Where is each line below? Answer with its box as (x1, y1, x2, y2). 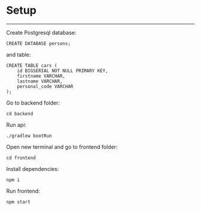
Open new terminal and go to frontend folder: (6, 143, 118, 150)
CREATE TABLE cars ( (6, 62, 58, 69)
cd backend (6, 111, 33, 117)
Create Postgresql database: (6, 29, 77, 36)
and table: (6, 51, 31, 58)
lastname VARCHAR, (17, 78, 63, 84)
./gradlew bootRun (6, 133, 52, 139)
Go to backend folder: (6, 99, 60, 106)
